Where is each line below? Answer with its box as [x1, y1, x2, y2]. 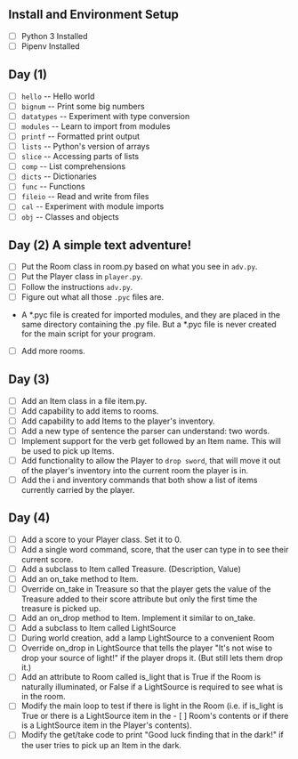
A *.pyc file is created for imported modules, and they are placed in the [20, 309, 281, 319]
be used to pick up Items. [20, 445, 115, 456]
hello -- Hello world [20, 91, 95, 101]
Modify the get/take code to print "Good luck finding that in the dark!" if [20, 730, 284, 740]
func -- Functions [20, 182, 85, 192]
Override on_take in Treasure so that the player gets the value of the [20, 584, 272, 594]
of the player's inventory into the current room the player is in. [20, 464, 249, 475]
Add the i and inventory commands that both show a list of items [20, 474, 258, 485]
